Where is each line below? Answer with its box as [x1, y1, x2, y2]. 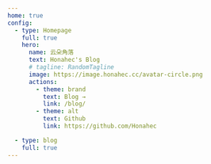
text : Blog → [42, 93, 86, 101]
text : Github [42, 115, 86, 123]
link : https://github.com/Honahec [42, 122, 157, 130]
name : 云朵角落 [28, 48, 75, 56]
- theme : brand [36, 85, 86, 93]
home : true [7, 11, 44, 20]
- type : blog [14, 136, 58, 144]
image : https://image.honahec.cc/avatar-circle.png [28, 71, 203, 78]
